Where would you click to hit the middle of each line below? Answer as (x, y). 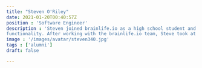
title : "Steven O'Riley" (37, 12)
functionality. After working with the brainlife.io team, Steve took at (101, 34)
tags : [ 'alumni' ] (29, 45)
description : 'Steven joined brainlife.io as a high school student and (101, 28)
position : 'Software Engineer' (47, 23)
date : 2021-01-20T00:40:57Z (42, 17)
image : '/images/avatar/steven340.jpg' (58, 39)
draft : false (23, 51)
